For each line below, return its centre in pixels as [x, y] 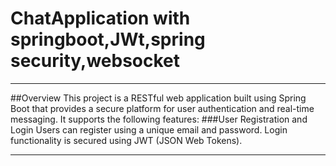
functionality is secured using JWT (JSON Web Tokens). [126, 140]
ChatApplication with [100, 18]
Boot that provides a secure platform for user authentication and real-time [162, 108]
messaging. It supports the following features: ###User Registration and [159, 119]
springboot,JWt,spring [108, 39]
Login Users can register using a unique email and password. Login [149, 129]
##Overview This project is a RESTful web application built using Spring [158, 98]
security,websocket [95, 61]
